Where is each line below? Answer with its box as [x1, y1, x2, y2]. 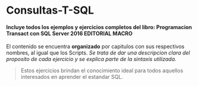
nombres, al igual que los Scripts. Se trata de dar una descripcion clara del [6, 49, 190, 56]
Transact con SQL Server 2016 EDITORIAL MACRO [6, 30, 133, 37]
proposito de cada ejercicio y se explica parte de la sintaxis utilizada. [6, 56, 177, 63]
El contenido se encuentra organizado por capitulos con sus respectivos [6, 43, 185, 50]
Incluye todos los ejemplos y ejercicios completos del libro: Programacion [6, 23, 192, 30]
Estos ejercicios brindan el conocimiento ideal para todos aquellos [20, 67, 183, 74]
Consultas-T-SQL [6, 4, 94, 17]
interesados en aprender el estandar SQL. [20, 74, 124, 81]
